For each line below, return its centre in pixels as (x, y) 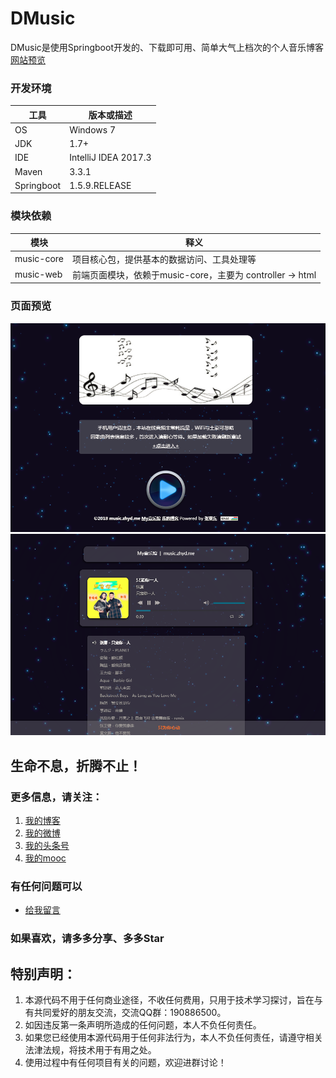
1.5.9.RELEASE (100, 185)
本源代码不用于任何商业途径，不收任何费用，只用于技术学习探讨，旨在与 (173, 1000)
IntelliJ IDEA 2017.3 (110, 158)
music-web (38, 274)
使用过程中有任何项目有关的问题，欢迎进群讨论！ (125, 1063)
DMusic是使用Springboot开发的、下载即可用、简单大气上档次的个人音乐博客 (167, 47)
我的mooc (45, 858)
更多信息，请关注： (56, 797)
